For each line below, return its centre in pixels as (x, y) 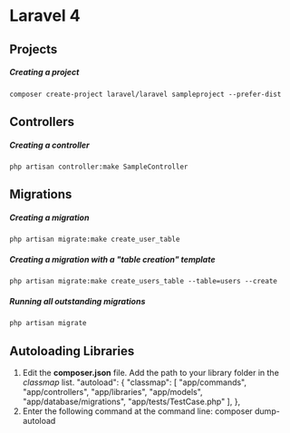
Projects (34, 49)
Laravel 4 (45, 16)
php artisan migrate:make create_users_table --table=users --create (144, 282)
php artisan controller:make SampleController (99, 167)
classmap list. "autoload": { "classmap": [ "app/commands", (135, 382)
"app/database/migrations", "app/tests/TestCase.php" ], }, (131, 402)
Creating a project (44, 72)
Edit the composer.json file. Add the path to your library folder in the (150, 373)
